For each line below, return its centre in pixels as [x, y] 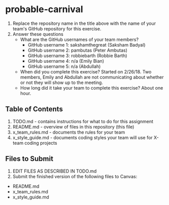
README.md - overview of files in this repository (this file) [73, 127]
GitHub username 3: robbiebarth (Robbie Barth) [77, 55]
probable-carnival [44, 9]
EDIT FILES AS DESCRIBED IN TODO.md [55, 171]
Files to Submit [29, 159]
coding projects [41, 143]
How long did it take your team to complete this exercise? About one [92, 88]
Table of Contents [34, 109]
